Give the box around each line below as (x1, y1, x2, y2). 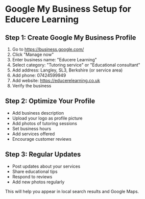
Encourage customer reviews (12, 136, 72, 142)
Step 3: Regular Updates (5, 150, 81, 159)
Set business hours (12, 125, 51, 131)
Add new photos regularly (12, 179, 65, 185)
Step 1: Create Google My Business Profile (5, 33, 136, 42)
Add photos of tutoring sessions (12, 120, 77, 126)
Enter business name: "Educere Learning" (12, 57, 97, 62)
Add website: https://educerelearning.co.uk (12, 77, 100, 83)
